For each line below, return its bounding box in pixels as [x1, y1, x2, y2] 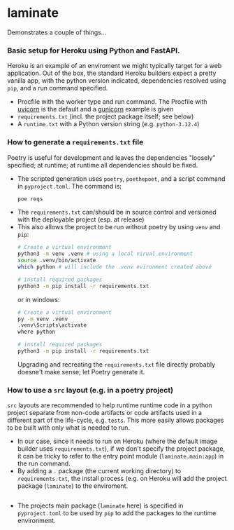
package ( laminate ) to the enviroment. [17, 482, 128, 490]
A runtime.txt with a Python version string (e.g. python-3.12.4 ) [17, 120, 200, 128]
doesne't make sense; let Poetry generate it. [17, 367, 145, 376]
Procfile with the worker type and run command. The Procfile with [17, 97, 207, 106]
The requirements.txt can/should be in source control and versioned [17, 208, 217, 217]
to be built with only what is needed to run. [7, 423, 131, 432]
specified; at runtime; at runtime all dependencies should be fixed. [7, 161, 198, 169]
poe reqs [17, 195, 43, 203]
